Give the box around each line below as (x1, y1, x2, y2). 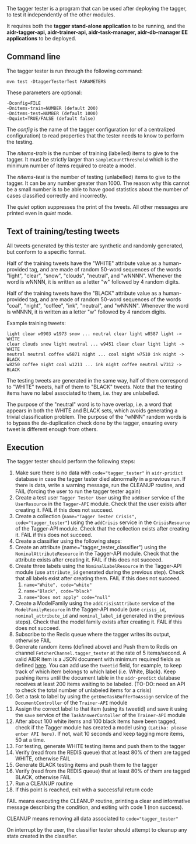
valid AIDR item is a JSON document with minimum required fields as (15, 656, 181, 663)
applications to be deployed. (6, 35, 76, 42)
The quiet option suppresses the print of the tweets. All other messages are (6, 203, 188, 210)
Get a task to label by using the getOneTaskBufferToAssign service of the (15, 693, 188, 700)
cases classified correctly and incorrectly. (6, 192, 107, 199)
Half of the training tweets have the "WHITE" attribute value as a (6, 260, 162, 267)
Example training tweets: (6, 319, 66, 326)
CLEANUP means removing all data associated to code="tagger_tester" (6, 815, 178, 822)
